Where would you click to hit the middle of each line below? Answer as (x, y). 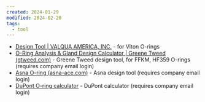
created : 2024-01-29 (33, 12)
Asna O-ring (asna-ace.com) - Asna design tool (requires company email (107, 73)
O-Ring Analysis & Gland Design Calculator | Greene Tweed (90, 53)
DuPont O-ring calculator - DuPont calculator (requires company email (104, 86)
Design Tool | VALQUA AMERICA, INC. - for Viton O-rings (87, 47)
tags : (13, 23)
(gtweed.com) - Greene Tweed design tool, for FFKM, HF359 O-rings (102, 60)
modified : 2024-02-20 (34, 18)
